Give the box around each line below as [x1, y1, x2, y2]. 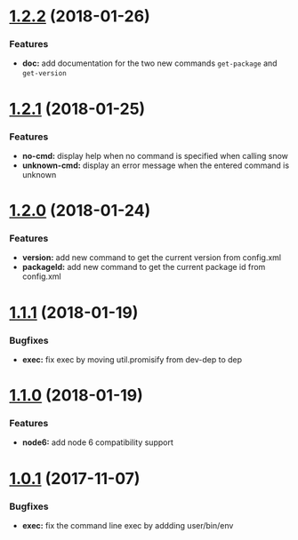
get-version [21, 69, 67, 78]
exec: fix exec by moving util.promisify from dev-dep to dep [21, 353, 243, 365]
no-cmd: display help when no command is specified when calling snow [21, 150, 289, 161]
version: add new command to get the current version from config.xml [21, 252, 282, 263]
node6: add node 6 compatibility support [21, 437, 173, 448]
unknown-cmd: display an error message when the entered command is [21, 160, 290, 171]
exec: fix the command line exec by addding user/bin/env [21, 520, 234, 530]
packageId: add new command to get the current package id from [21, 262, 266, 273]
